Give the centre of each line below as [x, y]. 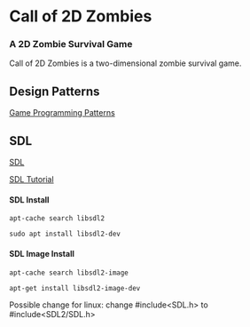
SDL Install [29, 199]
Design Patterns [55, 91]
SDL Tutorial [32, 179]
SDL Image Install [42, 253]
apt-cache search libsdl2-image [69, 273]
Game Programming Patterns [62, 113]
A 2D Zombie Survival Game [71, 44]
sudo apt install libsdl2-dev [65, 234]
